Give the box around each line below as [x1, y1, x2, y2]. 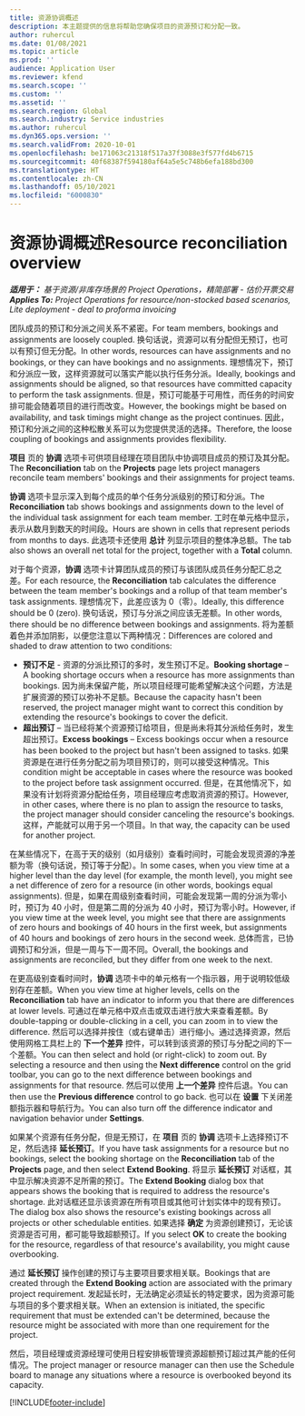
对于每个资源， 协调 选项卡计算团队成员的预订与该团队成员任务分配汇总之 [9, 563, 282, 574]
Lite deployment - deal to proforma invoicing [9, 304, 177, 315]
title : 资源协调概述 [9, 13, 79, 23]
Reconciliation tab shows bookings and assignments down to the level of [9, 501, 284, 512]
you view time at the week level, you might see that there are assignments [9, 911, 286, 923]
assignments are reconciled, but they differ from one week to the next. [9, 954, 273, 965]
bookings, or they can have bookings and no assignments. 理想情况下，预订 [9, 357, 293, 367]
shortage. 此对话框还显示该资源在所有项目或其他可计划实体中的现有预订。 [9, 1196, 286, 1207]
